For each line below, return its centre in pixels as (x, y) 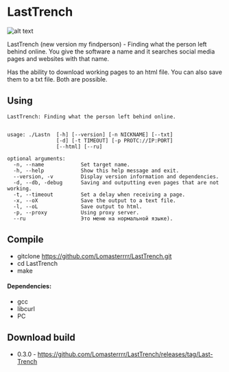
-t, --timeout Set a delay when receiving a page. (99, 195)
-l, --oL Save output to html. (78, 206)
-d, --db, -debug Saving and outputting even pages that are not (116, 182)
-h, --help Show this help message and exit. (96, 171)
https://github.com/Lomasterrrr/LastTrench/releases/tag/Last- (125, 354)
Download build (41, 337)
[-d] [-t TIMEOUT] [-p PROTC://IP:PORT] (114, 140)
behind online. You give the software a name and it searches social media (111, 51)
